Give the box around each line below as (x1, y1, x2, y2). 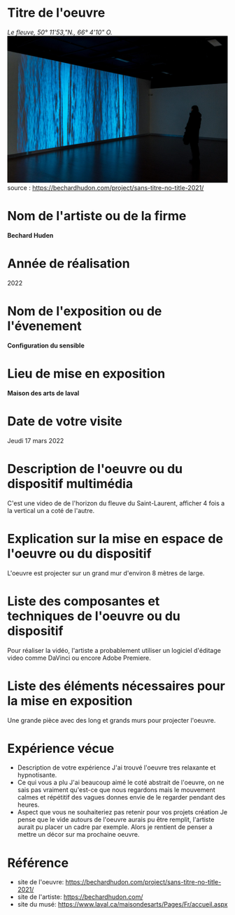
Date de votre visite (7, 414, 122, 429)
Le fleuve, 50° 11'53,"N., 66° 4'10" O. (7, 28, 113, 36)
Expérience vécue (7, 740, 115, 756)
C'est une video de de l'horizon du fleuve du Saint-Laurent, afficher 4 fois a (7, 498, 225, 507)
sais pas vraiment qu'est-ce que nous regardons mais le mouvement (17, 786, 215, 794)
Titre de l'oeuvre (7, 5, 106, 21)
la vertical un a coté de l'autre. (7, 506, 95, 514)
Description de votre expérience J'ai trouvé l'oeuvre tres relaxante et (17, 763, 216, 772)
